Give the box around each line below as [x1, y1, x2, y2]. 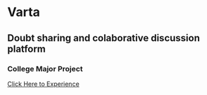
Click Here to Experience [7, 80, 80, 88]
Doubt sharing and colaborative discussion [7, 32, 201, 44]
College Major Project [7, 64, 83, 73]
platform [7, 43, 46, 54]
